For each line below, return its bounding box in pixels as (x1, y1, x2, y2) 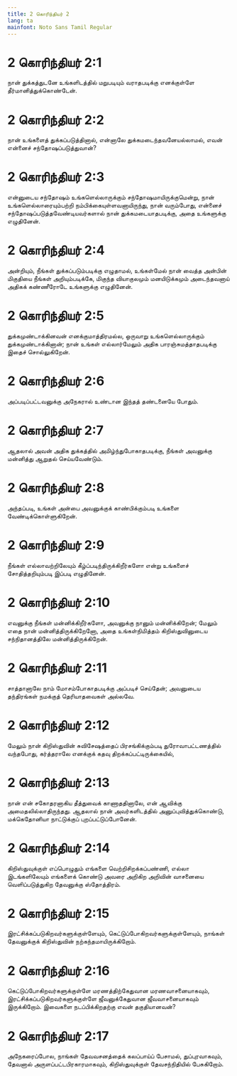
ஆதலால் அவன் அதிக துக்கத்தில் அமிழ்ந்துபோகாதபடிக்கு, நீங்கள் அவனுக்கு (7, 446, 213, 455)
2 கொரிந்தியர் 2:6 (7, 373, 105, 389)
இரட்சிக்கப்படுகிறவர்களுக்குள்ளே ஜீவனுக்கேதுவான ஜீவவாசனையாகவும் (7, 994, 199, 1003)
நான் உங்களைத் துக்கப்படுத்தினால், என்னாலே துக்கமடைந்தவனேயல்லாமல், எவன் (7, 136, 223, 144)
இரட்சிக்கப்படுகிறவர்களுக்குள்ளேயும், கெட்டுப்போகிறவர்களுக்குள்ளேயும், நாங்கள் (7, 929, 225, 938)
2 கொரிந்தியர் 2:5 (7, 307, 104, 324)
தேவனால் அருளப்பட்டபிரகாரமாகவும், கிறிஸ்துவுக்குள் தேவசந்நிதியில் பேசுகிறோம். (7, 1060, 224, 1068)
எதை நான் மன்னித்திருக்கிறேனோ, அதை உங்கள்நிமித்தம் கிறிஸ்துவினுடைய (7, 626, 208, 635)
